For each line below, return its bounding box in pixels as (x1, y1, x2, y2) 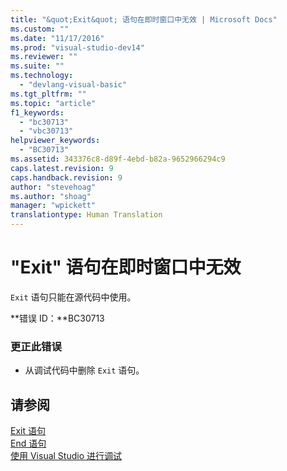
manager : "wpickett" (10, 201, 97, 211)
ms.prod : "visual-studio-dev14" (10, 42, 145, 53)
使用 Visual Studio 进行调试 (10, 450, 122, 462)
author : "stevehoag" (10, 182, 97, 192)
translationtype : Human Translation (10, 210, 163, 220)
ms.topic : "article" (10, 98, 97, 108)
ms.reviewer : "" (10, 52, 78, 62)
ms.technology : (10, 71, 74, 81)
